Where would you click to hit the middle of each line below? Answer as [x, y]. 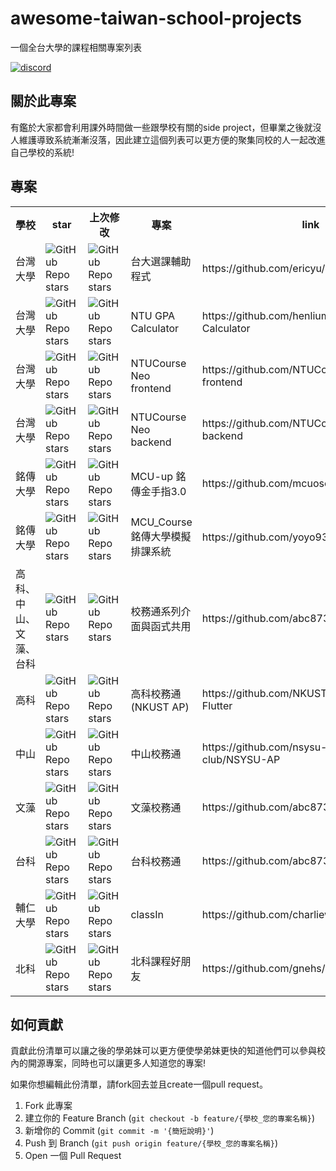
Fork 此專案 [48, 1106]
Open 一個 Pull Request [73, 1156]
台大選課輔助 [161, 261]
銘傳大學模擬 [161, 536]
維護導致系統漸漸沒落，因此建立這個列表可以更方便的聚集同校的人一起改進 [172, 139]
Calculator [155, 328]
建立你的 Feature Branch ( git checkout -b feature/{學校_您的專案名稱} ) [170, 1118]
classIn [147, 914]
